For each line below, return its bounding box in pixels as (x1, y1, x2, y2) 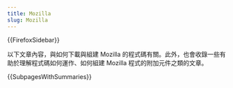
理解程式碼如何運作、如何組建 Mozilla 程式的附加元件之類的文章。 (19, 58, 208, 67)
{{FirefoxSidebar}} (7, 35, 61, 44)
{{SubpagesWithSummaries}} (7, 72, 92, 80)
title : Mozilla (7, 10, 51, 17)
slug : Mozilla (7, 17, 49, 24)
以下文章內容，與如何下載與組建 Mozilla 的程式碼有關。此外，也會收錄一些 (7, 50, 220, 58)
